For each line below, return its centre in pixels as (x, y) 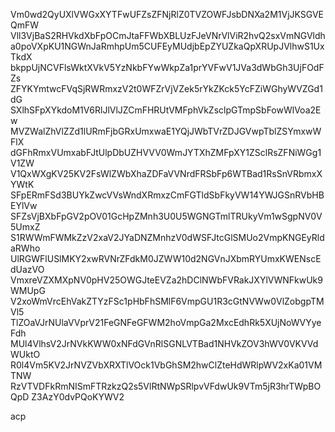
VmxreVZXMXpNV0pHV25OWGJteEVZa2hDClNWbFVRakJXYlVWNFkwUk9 (166, 280)
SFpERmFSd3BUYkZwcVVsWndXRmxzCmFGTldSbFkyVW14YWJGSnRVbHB (167, 195)
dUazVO (27, 269)
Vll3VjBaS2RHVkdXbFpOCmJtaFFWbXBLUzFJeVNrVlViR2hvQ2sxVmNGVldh (168, 35)
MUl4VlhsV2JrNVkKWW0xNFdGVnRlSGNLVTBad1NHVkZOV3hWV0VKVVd (164, 343)
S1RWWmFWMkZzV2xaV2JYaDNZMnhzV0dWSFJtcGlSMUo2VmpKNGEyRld (167, 237)
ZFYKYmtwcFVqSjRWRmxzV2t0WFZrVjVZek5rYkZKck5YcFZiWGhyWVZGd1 (166, 88)
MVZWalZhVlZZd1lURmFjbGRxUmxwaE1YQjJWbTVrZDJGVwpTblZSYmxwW (166, 131)
